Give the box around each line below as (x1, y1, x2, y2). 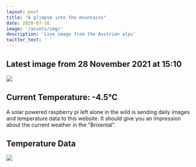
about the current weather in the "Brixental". (6, 121, 116, 128)
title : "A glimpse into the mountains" (6, 14, 107, 20)
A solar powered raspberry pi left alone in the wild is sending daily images (6, 108, 190, 115)
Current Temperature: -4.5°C (6, 92, 118, 102)
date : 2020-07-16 (6, 20, 50, 26)
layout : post (6, 8, 39, 15)
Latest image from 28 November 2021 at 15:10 (6, 59, 182, 69)
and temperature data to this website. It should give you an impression (6, 115, 181, 122)
